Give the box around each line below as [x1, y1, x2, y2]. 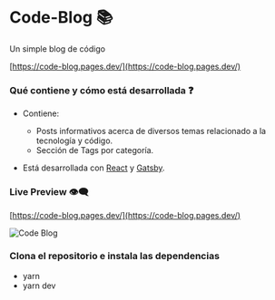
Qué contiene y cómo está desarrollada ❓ [9, 83, 194, 96]
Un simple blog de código [9, 43, 106, 54]
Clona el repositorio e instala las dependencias [9, 250, 221, 263]
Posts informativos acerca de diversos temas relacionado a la [35, 126, 266, 137]
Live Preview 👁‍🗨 [9, 186, 89, 198]
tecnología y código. [35, 135, 113, 146]
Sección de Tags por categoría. [35, 145, 154, 156]
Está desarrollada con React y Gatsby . [22, 162, 165, 173]
